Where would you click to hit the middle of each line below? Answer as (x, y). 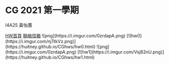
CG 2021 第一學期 (42, 10)
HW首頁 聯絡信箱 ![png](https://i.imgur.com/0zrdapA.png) (65, 35)
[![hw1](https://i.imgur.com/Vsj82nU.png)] (121, 52)
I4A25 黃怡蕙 (19, 25)
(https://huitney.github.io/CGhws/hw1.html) (50, 57)
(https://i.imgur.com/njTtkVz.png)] (41, 41)
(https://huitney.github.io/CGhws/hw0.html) (50, 46)
